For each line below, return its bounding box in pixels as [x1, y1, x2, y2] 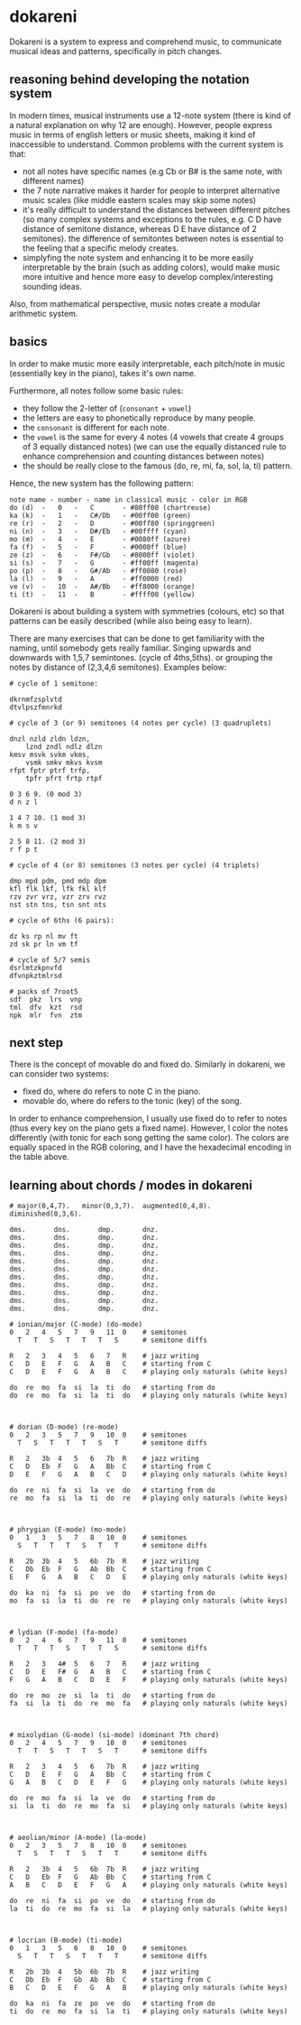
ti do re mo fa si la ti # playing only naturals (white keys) [9, 2007, 288, 2016]
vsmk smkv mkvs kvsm [25, 758, 103, 767]
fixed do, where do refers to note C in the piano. [22, 1086, 201, 1097]
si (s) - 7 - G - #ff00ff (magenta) [9, 558, 200, 568]
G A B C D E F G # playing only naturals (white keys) [9, 1778, 288, 1788]
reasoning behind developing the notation [9, 72, 250, 88]
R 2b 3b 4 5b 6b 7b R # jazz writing [9, 1967, 200, 1977]
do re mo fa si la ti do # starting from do [9, 1383, 216, 1392]
